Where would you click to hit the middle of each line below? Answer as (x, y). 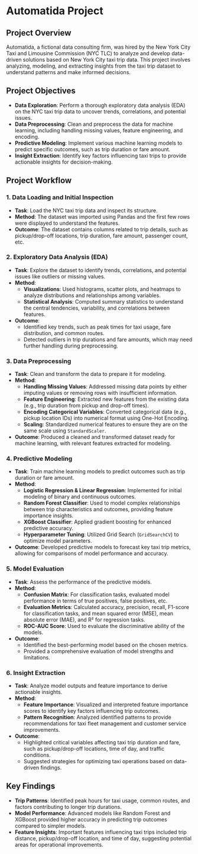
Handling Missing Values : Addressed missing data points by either (105, 387)
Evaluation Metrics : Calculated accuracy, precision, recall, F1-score (106, 607)
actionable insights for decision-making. (64, 162)
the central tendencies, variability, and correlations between (97, 308)
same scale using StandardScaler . (65, 431)
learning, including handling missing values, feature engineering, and (99, 130)
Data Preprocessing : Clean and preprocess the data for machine (94, 124)
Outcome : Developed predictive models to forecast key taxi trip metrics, (103, 547)
